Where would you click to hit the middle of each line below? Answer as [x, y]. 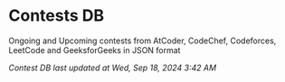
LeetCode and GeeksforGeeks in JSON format [95, 50]
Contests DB [57, 16]
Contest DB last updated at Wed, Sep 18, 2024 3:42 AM [113, 68]
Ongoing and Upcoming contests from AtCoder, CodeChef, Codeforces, [142, 41]
